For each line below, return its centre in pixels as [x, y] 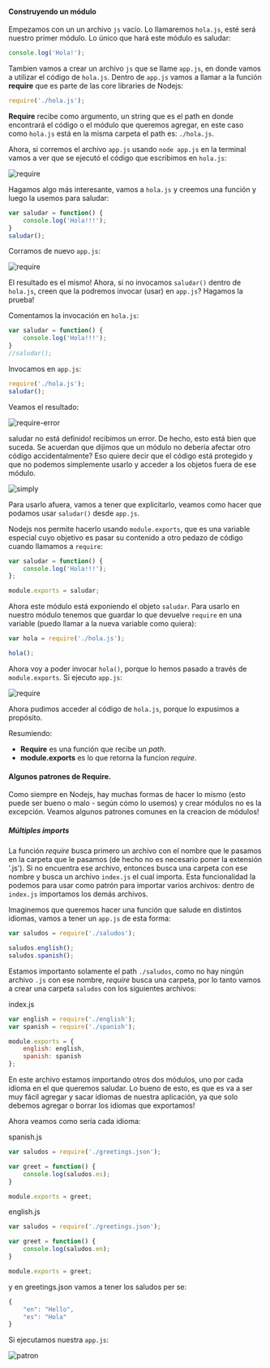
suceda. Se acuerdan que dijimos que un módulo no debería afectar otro [130, 447]
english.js [24, 1212]
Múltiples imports [39, 830]
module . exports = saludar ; [54, 591]
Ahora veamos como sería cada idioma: [75, 1121]
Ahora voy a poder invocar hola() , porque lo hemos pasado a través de [128, 669]
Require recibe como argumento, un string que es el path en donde [121, 116]
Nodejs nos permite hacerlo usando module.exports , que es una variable [129, 529]
